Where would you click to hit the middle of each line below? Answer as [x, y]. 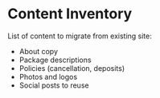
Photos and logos [48, 76]
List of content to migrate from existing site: [80, 36]
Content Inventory [70, 14]
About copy [38, 51]
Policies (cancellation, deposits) [72, 68]
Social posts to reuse [54, 85]
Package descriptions [55, 60]
